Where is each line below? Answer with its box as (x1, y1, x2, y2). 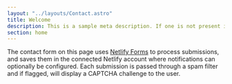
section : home (7, 29, 48, 36)
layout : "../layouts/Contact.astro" (7, 10, 113, 17)
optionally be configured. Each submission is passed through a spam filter (7, 62, 218, 70)
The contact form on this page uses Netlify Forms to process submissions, (7, 48, 220, 56)
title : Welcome (7, 16, 51, 23)
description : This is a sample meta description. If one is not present (7, 23, 221, 29)
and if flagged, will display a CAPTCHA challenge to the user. (7, 70, 181, 78)
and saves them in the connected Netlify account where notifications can (7, 55, 215, 64)
